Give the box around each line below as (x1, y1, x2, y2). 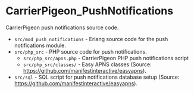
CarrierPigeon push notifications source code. (5, 24, 119, 31)
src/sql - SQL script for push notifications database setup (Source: (14, 73, 180, 80)
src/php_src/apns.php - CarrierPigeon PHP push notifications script (23, 54, 189, 61)
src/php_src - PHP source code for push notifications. (14, 48, 147, 55)
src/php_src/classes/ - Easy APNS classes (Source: (23, 61, 152, 68)
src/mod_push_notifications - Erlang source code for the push (14, 35, 168, 42)
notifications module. (14, 42, 67, 49)
